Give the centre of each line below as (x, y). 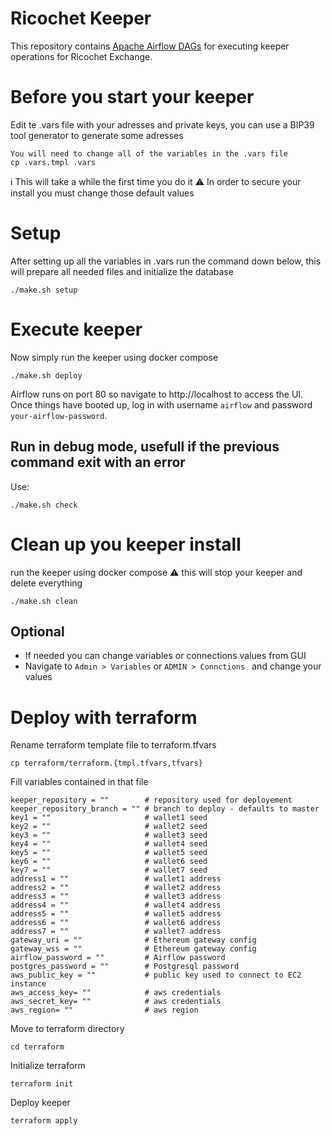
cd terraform (37, 1047)
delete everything (46, 583)
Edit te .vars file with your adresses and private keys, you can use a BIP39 (162, 124)
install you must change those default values (102, 193)
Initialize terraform (48, 1066)
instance (28, 984)
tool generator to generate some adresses (97, 135)
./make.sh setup (44, 290)
